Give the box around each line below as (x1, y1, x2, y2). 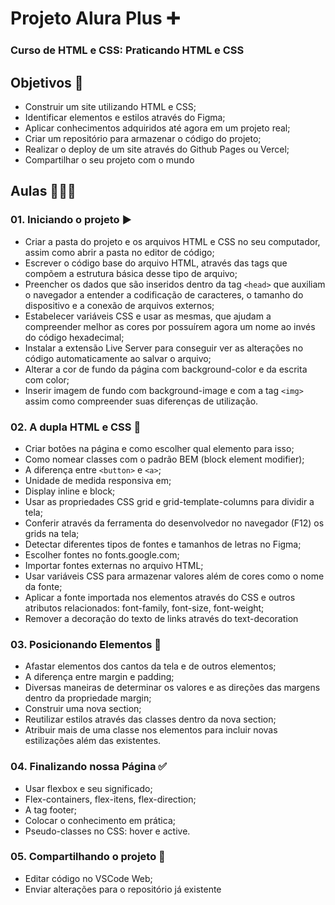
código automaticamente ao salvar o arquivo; (24, 352, 212, 364)
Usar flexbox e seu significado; (24, 782, 153, 794)
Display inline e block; (24, 485, 116, 497)
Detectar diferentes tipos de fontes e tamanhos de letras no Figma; (24, 538, 302, 550)
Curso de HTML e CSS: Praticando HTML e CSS (10, 43, 245, 57)
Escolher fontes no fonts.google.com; (24, 548, 180, 561)
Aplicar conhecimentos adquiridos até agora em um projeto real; (24, 122, 291, 134)
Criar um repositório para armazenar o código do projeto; (24, 132, 262, 144)
